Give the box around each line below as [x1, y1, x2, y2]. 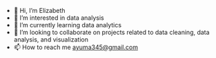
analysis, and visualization [13, 35, 88, 44]
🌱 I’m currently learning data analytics [13, 21, 122, 29]
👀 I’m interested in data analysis [13, 14, 105, 22]
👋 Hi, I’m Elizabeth [13, 7, 66, 14]
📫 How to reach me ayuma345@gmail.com [13, 43, 138, 51]
